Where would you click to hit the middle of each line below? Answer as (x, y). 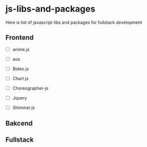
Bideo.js (21, 68)
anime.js (21, 49)
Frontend (20, 38)
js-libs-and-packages (50, 9)
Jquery (20, 98)
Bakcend (19, 123)
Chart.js (20, 78)
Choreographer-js (30, 88)
